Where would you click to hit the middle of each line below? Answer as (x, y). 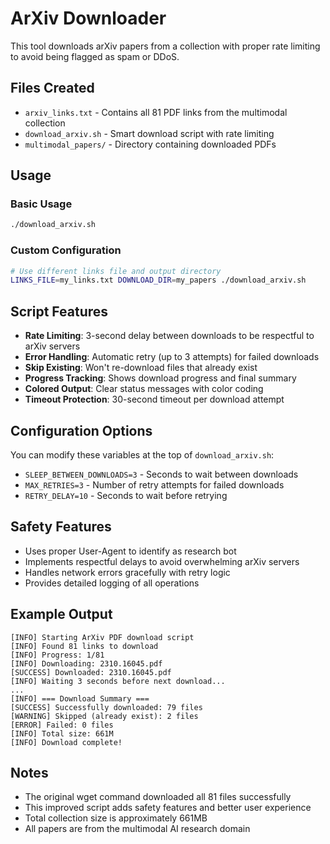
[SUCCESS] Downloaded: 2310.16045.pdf (91, 672)
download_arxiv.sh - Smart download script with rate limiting (149, 133)
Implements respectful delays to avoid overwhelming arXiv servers (162, 561)
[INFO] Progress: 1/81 (57, 655)
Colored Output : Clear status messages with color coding (144, 389)
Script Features (59, 311)
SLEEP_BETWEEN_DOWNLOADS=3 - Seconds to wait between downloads (161, 474)
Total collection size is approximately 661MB (116, 818)
